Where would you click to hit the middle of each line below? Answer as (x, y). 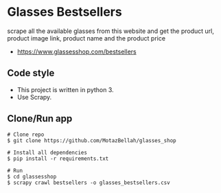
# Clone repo (26, 135)
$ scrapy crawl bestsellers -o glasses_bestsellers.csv (89, 183)
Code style (31, 73)
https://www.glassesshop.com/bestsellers (77, 52)
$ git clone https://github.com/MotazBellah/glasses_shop (92, 140)
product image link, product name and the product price (86, 38)
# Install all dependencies (47, 152)
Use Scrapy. (34, 97)
